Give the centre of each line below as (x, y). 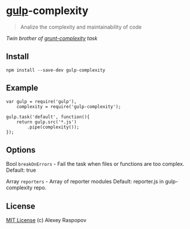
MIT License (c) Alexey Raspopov (46, 220)
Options (21, 150)
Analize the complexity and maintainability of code (81, 27)
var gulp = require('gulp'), (41, 101)
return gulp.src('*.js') (47, 122)
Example (22, 88)
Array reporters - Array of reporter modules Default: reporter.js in (85, 182)
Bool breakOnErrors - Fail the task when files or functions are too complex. (95, 164)
